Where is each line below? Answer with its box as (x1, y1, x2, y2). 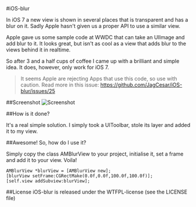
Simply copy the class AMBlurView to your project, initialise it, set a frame (6, 150, 184, 157)
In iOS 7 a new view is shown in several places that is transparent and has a (6, 16, 188, 23)
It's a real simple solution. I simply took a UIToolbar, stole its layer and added (6, 122, 191, 128)
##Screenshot (6, 99, 40, 106)
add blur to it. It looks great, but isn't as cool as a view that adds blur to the (6, 40, 186, 47)
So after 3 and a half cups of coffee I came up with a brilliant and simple (6, 58, 180, 64)
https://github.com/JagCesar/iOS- (100, 81, 183, 88)
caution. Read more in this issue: (20, 81, 99, 88)
